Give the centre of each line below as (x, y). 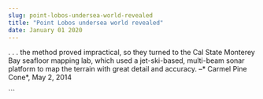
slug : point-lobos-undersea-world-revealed (81, 15)
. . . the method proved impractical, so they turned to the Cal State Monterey (132, 53)
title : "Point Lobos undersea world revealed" (86, 23)
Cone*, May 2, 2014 (40, 77)
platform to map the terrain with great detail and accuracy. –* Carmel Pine (128, 69)
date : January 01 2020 (45, 30)
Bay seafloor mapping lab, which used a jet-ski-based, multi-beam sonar (127, 60)
